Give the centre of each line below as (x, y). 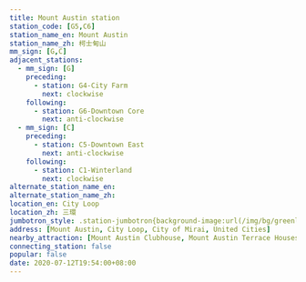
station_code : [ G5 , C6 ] (52, 26)
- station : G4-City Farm (81, 86)
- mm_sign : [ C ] (46, 128)
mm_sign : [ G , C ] (38, 52)
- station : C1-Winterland (82, 170)
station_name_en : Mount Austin (69, 35)
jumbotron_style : (42, 221)
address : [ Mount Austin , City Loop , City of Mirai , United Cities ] (140, 229)
